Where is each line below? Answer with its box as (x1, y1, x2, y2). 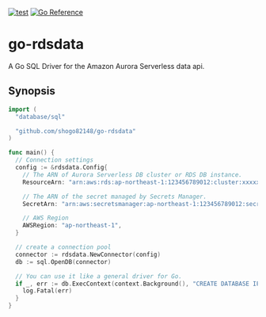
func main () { (8, 149, 55, 157)
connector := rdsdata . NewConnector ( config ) (15, 250, 161, 258)
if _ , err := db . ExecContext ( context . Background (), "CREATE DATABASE (15, 280, 249, 288)
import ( (8, 105, 37, 113)
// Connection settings (15, 156, 93, 164)
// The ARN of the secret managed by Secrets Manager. (22, 193, 207, 201)
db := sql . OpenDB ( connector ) (15, 258, 112, 265)
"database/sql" (15, 113, 66, 120)
